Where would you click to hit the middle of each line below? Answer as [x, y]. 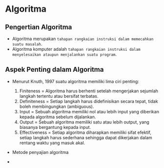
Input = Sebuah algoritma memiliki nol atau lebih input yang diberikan [89, 111]
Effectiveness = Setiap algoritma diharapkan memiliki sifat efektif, [85, 132]
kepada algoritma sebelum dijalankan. [58, 117]
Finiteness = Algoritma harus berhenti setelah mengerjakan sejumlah [89, 91]
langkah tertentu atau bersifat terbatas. [59, 96]
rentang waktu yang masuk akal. [52, 143]
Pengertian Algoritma [39, 27]
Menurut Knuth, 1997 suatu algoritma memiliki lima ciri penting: [76, 81]
